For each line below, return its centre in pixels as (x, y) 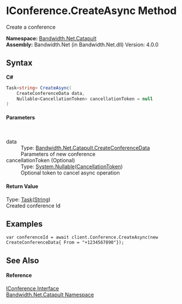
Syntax (19, 63)
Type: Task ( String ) (28, 199)
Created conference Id (33, 206)
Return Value (22, 186)
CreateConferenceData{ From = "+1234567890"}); (65, 242)
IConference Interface (33, 289)
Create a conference (31, 27)
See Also (23, 260)
